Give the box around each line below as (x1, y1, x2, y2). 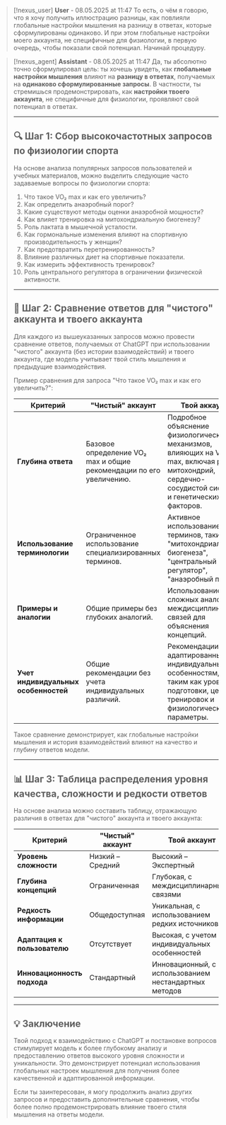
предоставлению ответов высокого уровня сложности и (13, 1051, 185, 1060)
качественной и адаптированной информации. (13, 1074, 155, 1083)
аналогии (16, 612, 51, 622)
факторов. (167, 500, 203, 510)
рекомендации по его (85, 465, 161, 475)
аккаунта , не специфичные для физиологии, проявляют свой (13, 95, 199, 103)
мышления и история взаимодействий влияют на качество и (13, 737, 198, 746)
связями (152, 889, 182, 899)
